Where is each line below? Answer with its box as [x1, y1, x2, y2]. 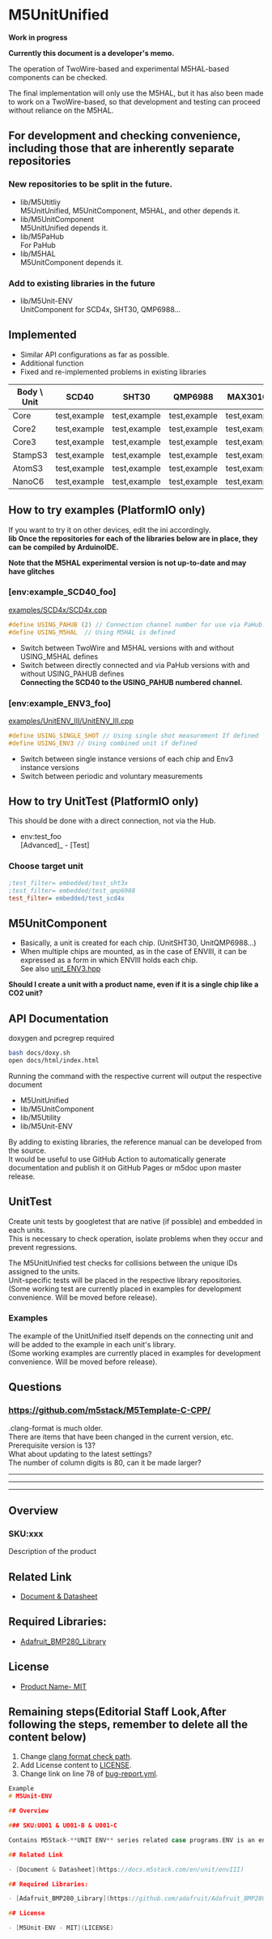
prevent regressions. [8, 1242, 78, 1252]
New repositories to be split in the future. [8, 178, 173, 190]
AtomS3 [12, 462, 44, 473]
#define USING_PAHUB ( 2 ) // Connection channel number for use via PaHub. [8, 620, 266, 629]
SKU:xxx [8, 1528, 44, 1539]
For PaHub [19, 240, 57, 250]
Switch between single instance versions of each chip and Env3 [19, 754, 234, 764]
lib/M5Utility [19, 1112, 62, 1122]
